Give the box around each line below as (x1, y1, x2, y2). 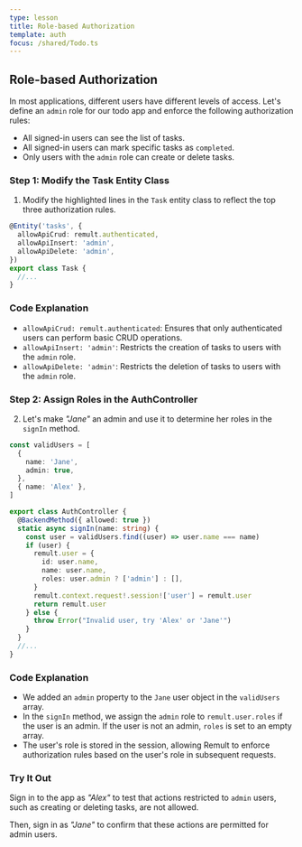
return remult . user (32, 600, 106, 609)
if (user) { (25, 541, 70, 550)
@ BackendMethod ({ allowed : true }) (17, 516, 151, 525)
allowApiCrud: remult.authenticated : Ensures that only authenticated (22, 322, 282, 333)
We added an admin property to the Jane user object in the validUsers (22, 692, 280, 703)
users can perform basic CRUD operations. (22, 331, 183, 343)
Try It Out (9, 772, 52, 785)
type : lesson (9, 13, 59, 23)
